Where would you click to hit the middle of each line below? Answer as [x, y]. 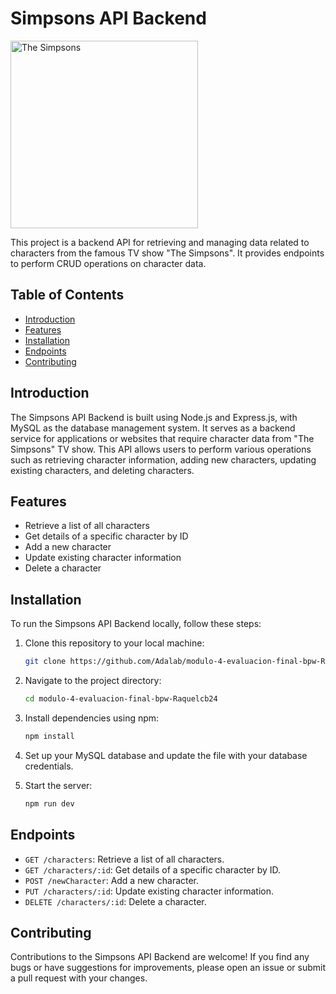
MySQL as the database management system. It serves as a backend [153, 428]
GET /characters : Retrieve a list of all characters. [124, 859]
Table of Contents [67, 295]
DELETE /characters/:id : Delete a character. [115, 901]
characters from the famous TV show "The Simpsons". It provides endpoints [167, 253]
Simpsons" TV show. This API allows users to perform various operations [161, 449]
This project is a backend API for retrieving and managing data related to [160, 242]
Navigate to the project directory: [93, 681]
